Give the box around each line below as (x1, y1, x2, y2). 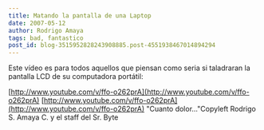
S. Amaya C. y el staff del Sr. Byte (8, 112, 119, 122)
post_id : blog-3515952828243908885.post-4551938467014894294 (8, 41, 216, 49)
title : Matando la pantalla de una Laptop (8, 11, 152, 20)
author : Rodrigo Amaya (8, 26, 84, 34)
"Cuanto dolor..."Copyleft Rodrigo (146, 104, 257, 114)
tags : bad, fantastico (8, 33, 84, 42)
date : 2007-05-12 (8, 19, 66, 27)
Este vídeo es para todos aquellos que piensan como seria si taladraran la (8, 63, 251, 73)
